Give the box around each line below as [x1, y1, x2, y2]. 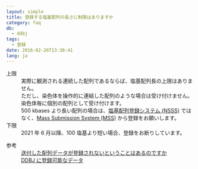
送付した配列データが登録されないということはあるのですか [21, 149, 167, 156]
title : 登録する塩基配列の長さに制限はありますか [6, 14, 114, 20]
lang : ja [6, 53, 28, 59]
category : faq [6, 20, 42, 25]
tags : [6, 36, 20, 42]
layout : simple [6, 8, 44, 15]
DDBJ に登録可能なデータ [21, 157, 84, 164]
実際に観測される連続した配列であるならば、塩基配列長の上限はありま [21, 77, 193, 84]
